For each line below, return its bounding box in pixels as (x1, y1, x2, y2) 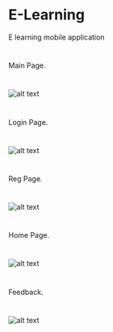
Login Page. (8, 117, 48, 127)
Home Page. (8, 230, 50, 240)
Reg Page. (8, 173, 43, 183)
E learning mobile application (8, 32, 105, 42)
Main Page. (8, 60, 46, 70)
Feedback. (8, 287, 44, 297)
